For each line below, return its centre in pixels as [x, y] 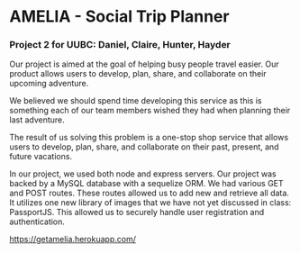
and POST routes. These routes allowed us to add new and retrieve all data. [150, 193]
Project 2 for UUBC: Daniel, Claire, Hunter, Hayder [120, 45]
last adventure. [37, 120]
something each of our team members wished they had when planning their [150, 111]
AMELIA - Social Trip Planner [119, 17]
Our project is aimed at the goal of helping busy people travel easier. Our [144, 64]
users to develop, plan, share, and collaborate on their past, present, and [144, 147]
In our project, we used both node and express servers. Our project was [143, 174]
